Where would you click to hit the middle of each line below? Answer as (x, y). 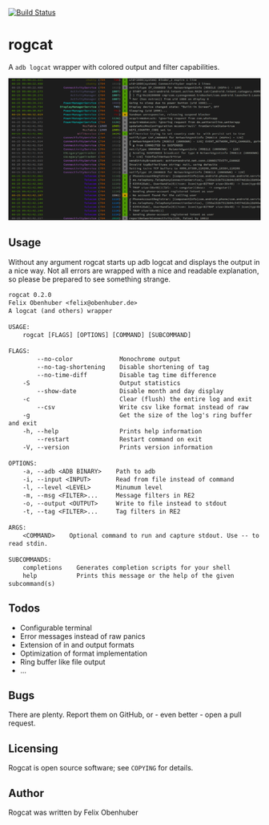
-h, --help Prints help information (112, 431)
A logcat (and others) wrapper (60, 311)
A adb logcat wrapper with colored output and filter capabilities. (114, 67)
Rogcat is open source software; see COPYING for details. (101, 768)
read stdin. (28, 543)
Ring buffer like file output (62, 661)
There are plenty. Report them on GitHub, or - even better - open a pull (125, 715)
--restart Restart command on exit (120, 439)
